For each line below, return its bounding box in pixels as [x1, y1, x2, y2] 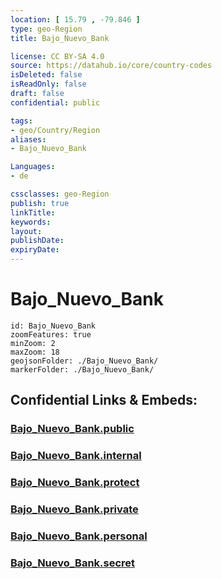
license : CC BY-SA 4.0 [10, 51, 105, 61]
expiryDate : [10, 245, 60, 255]
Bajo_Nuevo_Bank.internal [10, 449, 142, 463]
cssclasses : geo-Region [10, 189, 110, 199]
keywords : [10, 217, 52, 227]
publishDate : [10, 236, 65, 246]
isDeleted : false [10, 70, 83, 80]
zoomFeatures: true [10, 329, 92, 340]
